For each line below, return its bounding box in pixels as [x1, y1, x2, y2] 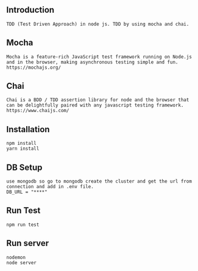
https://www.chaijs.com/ [6, 108, 69, 114]
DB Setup [6, 162, 43, 172]
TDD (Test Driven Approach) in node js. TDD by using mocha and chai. [6, 21, 189, 27]
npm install [6, 140, 37, 147]
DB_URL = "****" [6, 189, 48, 195]
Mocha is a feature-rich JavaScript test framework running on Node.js [6, 54, 192, 60]
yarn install [6, 146, 40, 152]
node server [6, 259, 37, 266]
